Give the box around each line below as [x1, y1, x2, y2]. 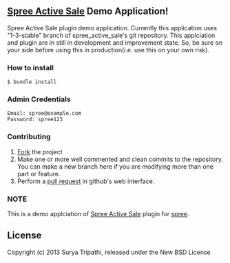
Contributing [7, 132, 51, 142]
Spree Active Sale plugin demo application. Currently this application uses [7, 23, 218, 32]
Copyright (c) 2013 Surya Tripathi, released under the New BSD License [7, 248, 211, 256]
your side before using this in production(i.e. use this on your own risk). [7, 45, 210, 54]
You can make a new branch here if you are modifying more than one [17, 162, 213, 171]
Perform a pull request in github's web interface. [17, 177, 155, 185]
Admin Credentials [7, 94, 71, 104]
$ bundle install [7, 78, 57, 85]
